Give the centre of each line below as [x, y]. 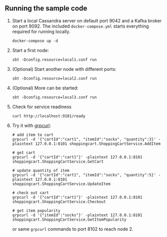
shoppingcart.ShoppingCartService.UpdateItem [61, 184]
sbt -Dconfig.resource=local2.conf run [54, 78]
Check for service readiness [42, 107]
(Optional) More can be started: [45, 88]
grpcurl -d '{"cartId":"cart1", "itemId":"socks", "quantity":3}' [84, 139]
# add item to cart [33, 135]
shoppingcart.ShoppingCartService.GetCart [58, 162]
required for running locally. [41, 31]
